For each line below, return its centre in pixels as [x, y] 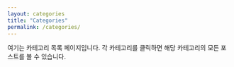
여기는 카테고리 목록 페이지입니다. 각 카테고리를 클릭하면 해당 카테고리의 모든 [113, 48]
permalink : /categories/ [44, 27]
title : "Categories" [38, 20]
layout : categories [36, 14]
